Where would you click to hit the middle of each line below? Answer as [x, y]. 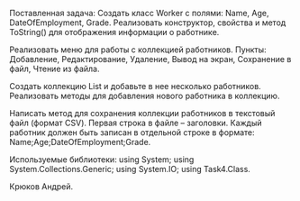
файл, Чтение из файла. [55, 69]
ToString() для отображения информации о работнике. [114, 32]
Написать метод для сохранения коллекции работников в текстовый [142, 113]
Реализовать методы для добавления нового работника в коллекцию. [145, 96]
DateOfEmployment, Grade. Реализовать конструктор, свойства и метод [148, 23]
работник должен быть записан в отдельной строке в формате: [132, 132]
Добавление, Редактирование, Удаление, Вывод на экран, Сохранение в [150, 59]
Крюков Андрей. [41, 187]
